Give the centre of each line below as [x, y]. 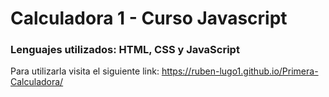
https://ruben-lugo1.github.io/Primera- [240, 71]
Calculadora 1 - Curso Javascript [149, 18]
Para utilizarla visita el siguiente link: [85, 71]
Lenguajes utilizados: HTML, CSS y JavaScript [125, 50]
